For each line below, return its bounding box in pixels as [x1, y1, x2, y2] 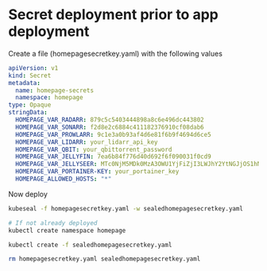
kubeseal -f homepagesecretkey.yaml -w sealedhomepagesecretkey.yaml [8, 204, 244, 212]
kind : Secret [8, 72, 52, 79]
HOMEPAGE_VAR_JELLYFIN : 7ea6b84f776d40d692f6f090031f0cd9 [15, 153, 212, 161]
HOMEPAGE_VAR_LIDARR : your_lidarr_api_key [15, 137, 158, 146]
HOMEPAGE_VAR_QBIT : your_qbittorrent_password [15, 145, 172, 153]
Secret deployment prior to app [8, 6, 219, 24]
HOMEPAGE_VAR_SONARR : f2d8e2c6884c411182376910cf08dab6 [15, 123, 204, 131]
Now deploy [8, 189, 48, 199]
